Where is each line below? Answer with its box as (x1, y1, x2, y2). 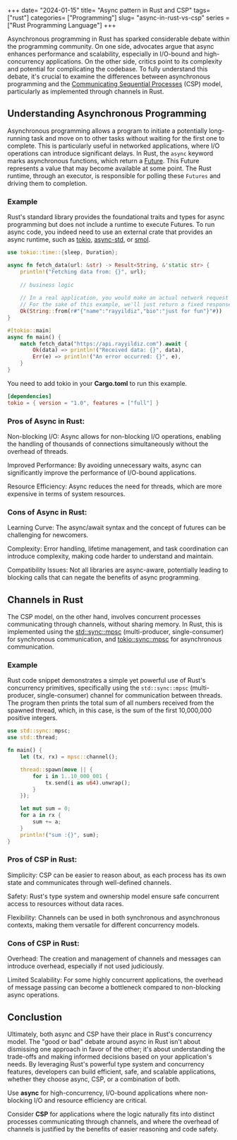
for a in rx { (20, 812, 61, 819)
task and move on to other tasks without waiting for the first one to (31, 134, 225, 142)
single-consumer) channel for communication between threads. (37, 691, 223, 700)
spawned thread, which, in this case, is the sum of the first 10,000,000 (7, 706, 212, 715)
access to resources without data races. (7, 899, 124, 907)
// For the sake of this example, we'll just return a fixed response (20, 301, 232, 308)
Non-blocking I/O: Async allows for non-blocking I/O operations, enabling (7, 433, 221, 441)
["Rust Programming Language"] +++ (7, 21, 116, 29)
